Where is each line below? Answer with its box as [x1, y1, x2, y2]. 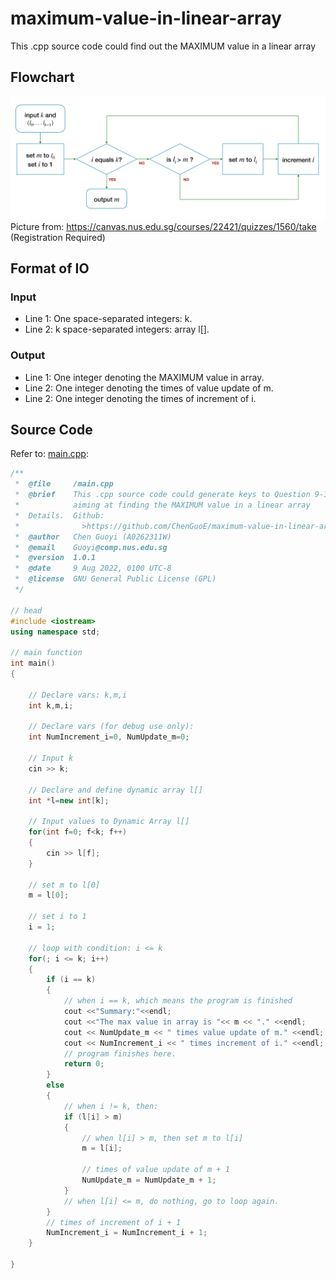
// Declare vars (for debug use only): [28, 722, 195, 732]
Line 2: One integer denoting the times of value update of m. [24, 382, 274, 394]
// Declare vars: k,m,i [28, 690, 128, 700]
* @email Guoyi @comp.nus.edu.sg [14, 542, 168, 552]
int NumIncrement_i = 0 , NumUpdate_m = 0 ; [28, 732, 190, 742]
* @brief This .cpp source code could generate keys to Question [14, 490, 311, 500]
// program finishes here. [63, 1048, 177, 1059]
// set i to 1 [28, 912, 87, 922]
